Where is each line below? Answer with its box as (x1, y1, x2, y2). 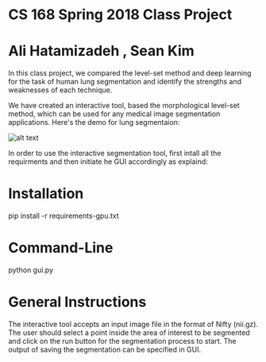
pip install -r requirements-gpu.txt (8, 211, 119, 220)
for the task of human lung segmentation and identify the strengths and (8, 77, 242, 87)
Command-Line (8, 239, 114, 257)
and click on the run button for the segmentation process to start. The (8, 336, 237, 345)
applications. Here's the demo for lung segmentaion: (8, 118, 180, 127)
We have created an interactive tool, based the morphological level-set (8, 101, 240, 111)
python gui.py (8, 265, 54, 274)
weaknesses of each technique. (8, 85, 113, 95)
